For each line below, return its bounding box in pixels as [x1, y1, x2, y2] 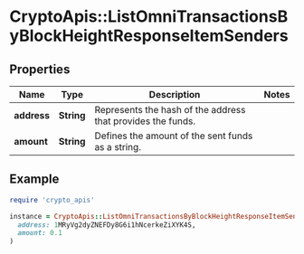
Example [9, 172, 60, 187]
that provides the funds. [94, 115, 196, 127]
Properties [9, 61, 71, 77]
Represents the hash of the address [94, 104, 246, 116]
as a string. [94, 141, 142, 153]
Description [148, 89, 201, 100]
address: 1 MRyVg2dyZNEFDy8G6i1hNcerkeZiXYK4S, [17, 220, 196, 230]
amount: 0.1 [17, 229, 63, 238]
